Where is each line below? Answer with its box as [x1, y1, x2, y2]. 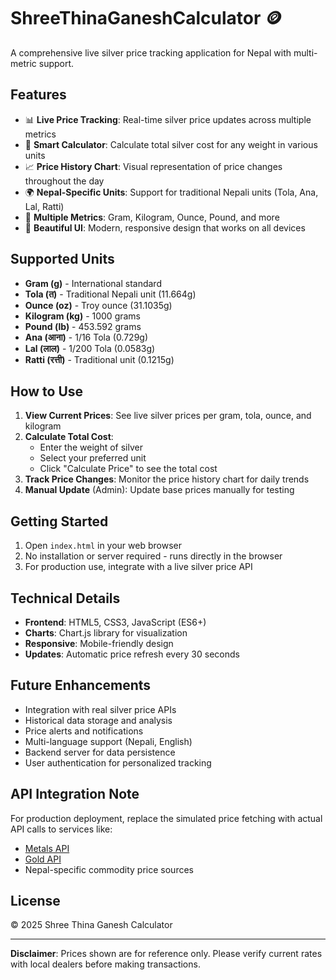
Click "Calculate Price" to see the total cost [39, 463, 218, 475]
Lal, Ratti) [24, 200, 65, 212]
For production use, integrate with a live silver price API [24, 561, 253, 573]
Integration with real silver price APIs [24, 703, 177, 715]
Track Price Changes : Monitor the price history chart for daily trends [24, 473, 310, 485]
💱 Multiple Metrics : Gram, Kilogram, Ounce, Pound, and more [24, 211, 280, 223]
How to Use [10, 383, 84, 400]
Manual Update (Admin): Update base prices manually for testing [24, 484, 295, 496]
